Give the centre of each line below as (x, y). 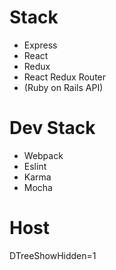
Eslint (35, 166)
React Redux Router (65, 77)
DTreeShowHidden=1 (53, 255)
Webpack (43, 155)
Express (40, 45)
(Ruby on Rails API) (63, 87)
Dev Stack (52, 128)
